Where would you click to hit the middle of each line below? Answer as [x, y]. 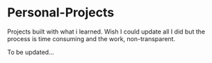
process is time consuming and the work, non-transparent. [91, 38]
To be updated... [31, 52]
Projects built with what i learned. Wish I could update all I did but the [106, 32]
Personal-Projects [61, 13]
